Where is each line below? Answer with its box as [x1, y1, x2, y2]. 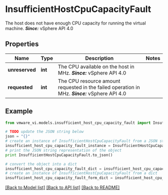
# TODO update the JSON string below [5, 129, 84, 134]
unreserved [7, 66, 36, 73]
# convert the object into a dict [5, 161, 77, 166]
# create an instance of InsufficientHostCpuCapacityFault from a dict [5, 171, 157, 176]
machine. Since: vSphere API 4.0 [5, 25, 73, 31]
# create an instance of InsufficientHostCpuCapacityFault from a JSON [5, 138, 157, 143]
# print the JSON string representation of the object [5, 147, 122, 153]
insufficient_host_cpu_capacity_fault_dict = [5, 166, 101, 171]
